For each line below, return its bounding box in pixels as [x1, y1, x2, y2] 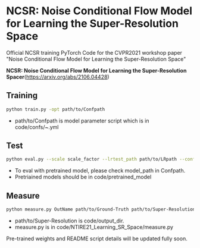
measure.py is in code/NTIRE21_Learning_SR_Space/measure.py [14, 224, 174, 230]
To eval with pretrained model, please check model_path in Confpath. [14, 167, 186, 174]
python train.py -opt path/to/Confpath [6, 106, 105, 112]
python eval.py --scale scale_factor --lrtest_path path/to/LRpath [6, 156, 177, 162]
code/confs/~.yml [14, 123, 59, 130]
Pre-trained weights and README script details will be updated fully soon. [6, 235, 187, 242]
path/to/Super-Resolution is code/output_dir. [14, 217, 124, 224]
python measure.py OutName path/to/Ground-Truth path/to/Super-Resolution [6, 206, 196, 212]
